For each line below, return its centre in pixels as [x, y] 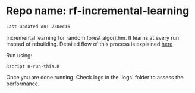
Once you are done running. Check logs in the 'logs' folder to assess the [95, 77]
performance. [23, 84]
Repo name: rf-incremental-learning [98, 11]
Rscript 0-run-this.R [33, 66]
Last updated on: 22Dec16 [38, 27]
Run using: [19, 55]
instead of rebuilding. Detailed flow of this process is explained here [89, 44]
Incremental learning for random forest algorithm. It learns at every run [93, 37]
